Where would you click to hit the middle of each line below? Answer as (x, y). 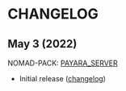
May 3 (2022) (42, 44)
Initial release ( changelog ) (63, 79)
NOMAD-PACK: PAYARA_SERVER (63, 63)
